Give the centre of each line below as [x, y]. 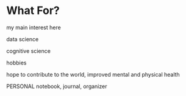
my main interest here [34, 27]
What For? [33, 11]
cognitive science [28, 51]
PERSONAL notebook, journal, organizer [57, 86]
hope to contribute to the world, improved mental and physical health [93, 74]
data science [23, 39]
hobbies [16, 63]
